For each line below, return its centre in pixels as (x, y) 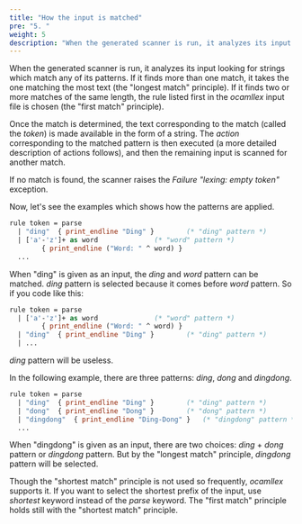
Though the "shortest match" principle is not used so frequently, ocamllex (147, 482)
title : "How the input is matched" (76, 18)
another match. (37, 162)
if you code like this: (46, 293)
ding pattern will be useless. (62, 360)
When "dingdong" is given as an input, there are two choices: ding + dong (147, 445)
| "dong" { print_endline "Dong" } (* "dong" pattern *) (142, 411)
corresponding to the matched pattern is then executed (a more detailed (143, 143)
